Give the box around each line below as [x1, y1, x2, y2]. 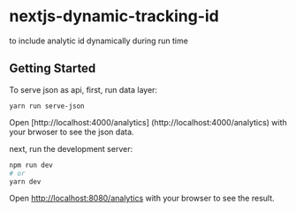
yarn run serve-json [9, 102, 86, 110]
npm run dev [9, 161, 53, 170]
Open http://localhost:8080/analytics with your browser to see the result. [9, 193, 276, 204]
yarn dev [9, 177, 42, 186]
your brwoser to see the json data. [9, 126, 134, 137]
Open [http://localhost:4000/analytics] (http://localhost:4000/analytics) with [9, 117, 287, 127]
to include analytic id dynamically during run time [9, 35, 188, 46]
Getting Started [9, 61, 96, 76]
